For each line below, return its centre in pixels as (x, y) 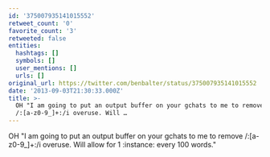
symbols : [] (36, 61)
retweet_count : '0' (41, 23)
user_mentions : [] (47, 68)
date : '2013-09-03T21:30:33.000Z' (66, 91)
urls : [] (30, 76)
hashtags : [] (37, 53)
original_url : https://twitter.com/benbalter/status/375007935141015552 (133, 83)
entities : (25, 46)
